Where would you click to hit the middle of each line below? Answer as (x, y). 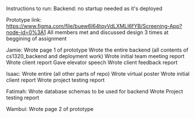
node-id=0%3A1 (26, 32)
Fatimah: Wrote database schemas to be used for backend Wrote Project (95, 91)
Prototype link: (24, 20)
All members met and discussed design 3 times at (108, 32)
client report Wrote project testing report (56, 80)
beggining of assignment (36, 38)
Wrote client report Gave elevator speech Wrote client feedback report (92, 62)
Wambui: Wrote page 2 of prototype (50, 109)
